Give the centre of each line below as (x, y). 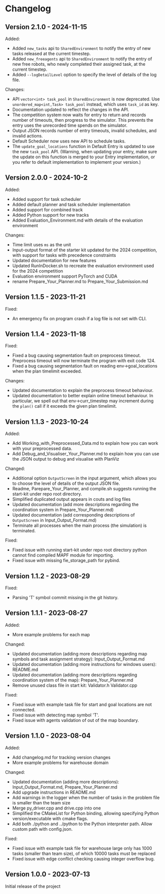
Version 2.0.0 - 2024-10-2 (46, 178)
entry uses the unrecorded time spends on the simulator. (70, 125)
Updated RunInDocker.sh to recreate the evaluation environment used (83, 266)
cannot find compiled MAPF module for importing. (63, 555)
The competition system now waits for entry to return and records (79, 115)
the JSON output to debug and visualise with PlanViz (66, 459)
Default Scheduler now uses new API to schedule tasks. (69, 141)
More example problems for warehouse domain (60, 762)
